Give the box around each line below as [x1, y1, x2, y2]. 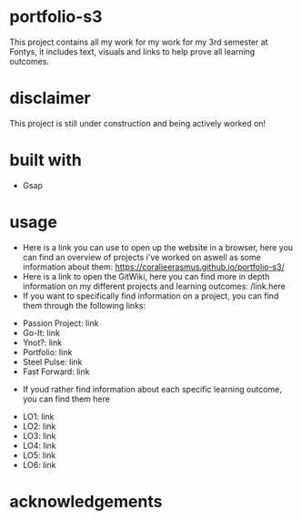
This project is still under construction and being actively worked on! [9, 117, 267, 128]
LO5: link [22, 449, 56, 461]
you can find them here [22, 393, 111, 404]
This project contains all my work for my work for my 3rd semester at [9, 36, 268, 47]
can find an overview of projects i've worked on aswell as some [22, 251, 261, 262]
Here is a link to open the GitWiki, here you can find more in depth [22, 270, 270, 281]
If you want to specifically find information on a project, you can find [22, 290, 279, 301]
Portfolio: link [22, 346, 73, 357]
